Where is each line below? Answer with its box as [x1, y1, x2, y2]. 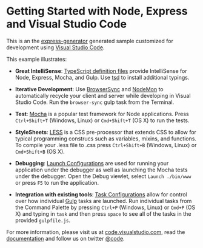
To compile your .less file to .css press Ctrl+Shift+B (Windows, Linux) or [15, 141, 197, 148]
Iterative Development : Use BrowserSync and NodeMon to [15, 85, 164, 92]
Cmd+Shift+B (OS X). [15, 148, 65, 155]
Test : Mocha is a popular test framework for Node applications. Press [15, 110, 189, 117]
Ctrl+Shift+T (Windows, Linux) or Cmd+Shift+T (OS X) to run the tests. [15, 117, 190, 124]
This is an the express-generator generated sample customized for [6, 37, 174, 44]
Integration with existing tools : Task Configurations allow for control [15, 190, 188, 198]
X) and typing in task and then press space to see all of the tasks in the [15, 210, 191, 217]
